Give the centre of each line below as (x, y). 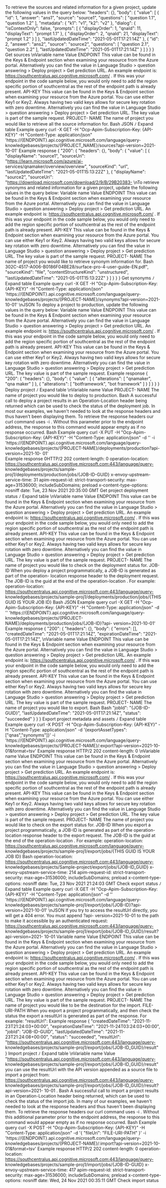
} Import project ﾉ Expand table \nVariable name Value (60, 1053)
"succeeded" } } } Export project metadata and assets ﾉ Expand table (76, 719)
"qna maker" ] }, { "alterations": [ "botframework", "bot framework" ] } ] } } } (83, 384)
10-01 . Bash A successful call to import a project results (101, 1091)
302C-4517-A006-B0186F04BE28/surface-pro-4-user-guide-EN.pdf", (77, 267)
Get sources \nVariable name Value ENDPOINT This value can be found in (81, 55)
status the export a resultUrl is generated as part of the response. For (76, 1016)
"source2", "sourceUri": (29, 177)
